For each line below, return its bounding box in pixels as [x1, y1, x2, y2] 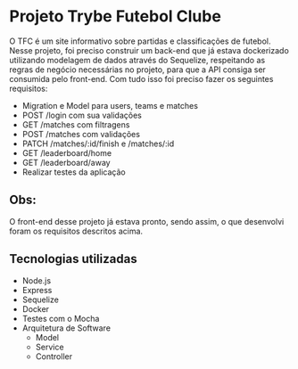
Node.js [21, 275, 52, 286]
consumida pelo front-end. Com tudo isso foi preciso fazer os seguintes [9, 73, 274, 84]
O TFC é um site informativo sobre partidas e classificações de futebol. [9, 36, 271, 46]
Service [35, 341, 64, 352]
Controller [35, 350, 73, 362]
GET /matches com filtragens [21, 119, 130, 130]
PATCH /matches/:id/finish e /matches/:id [21, 138, 175, 149]
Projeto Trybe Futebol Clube [9, 6, 221, 27]
